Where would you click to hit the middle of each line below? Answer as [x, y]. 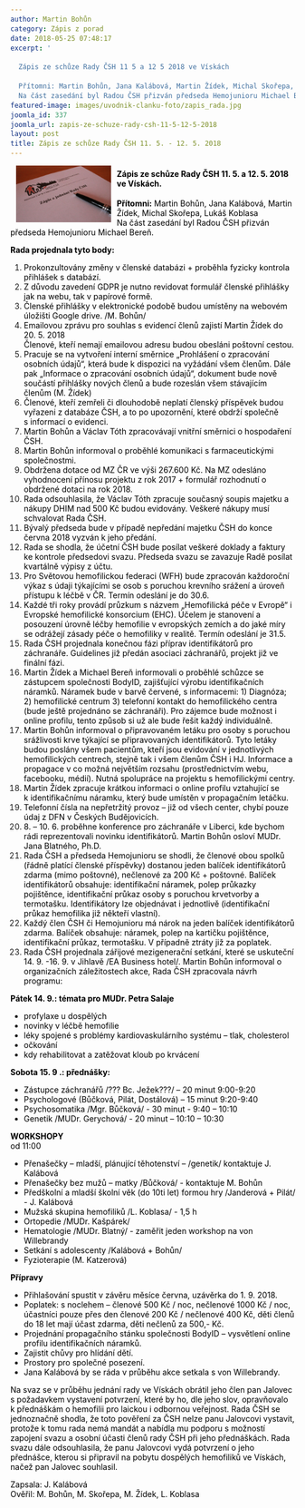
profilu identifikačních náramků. [82, 1344]
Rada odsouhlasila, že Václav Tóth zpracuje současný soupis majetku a [156, 499]
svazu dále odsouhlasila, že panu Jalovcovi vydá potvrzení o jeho [133, 1448]
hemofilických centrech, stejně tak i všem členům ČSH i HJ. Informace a [158, 759]
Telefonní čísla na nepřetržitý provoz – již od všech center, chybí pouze [156, 808]
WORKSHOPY [37, 1136]
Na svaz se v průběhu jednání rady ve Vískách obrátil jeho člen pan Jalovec [152, 1390]
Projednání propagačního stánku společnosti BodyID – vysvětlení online [157, 1334]
